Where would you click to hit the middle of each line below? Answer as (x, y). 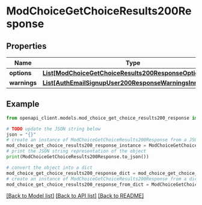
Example (23, 104)
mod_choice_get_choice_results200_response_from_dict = (78, 185)
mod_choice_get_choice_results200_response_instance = (76, 145)
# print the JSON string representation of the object (76, 151)
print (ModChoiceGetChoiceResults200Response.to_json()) (78, 157)
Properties (26, 46)
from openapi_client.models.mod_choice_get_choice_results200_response (98, 118)
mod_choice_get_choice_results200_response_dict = (71, 173)
